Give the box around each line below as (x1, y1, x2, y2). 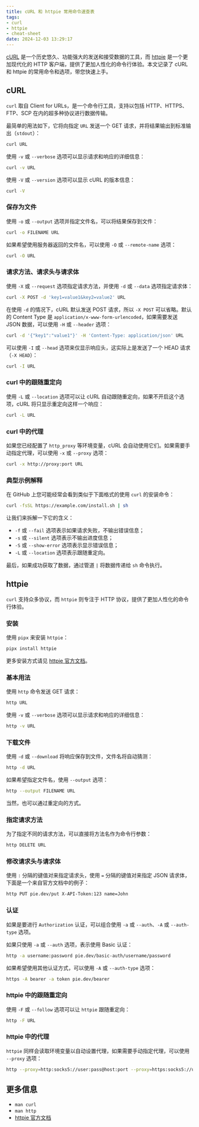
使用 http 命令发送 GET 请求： (6, 688, 80, 695)
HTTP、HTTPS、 (146, 102, 188, 109)
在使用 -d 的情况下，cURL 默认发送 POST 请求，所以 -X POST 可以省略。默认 (6, 306, 192, 313)
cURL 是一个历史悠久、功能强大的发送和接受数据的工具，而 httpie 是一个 (6, 53, 183, 60)
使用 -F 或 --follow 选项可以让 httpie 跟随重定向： (6, 1005, 130, 1013)
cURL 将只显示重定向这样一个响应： (16, 400, 104, 407)
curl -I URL (6, 363, 36, 369)
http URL (6, 700, 28, 706)
